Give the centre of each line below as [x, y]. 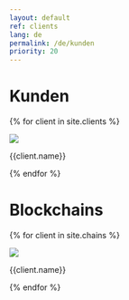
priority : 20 [34, 52]
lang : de [26, 34]
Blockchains [56, 210]
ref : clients [34, 26]
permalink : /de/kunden [52, 43]
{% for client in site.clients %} [64, 121]
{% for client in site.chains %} [64, 235]
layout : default [40, 18]
